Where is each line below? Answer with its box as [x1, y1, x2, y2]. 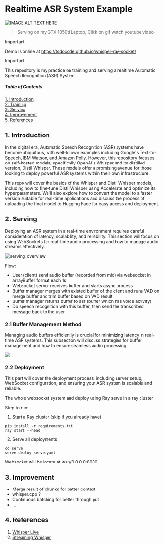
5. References [5, 117, 33, 123]
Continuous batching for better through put [12, 496, 99, 502]
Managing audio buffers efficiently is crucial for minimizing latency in [5, 332, 144, 338]
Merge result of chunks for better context [12, 486, 96, 492]
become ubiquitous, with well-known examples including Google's [5, 149, 139, 155]
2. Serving [5, 215, 38, 223]
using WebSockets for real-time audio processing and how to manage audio [5, 238, 159, 244]
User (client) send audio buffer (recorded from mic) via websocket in [12, 272, 151, 278]
